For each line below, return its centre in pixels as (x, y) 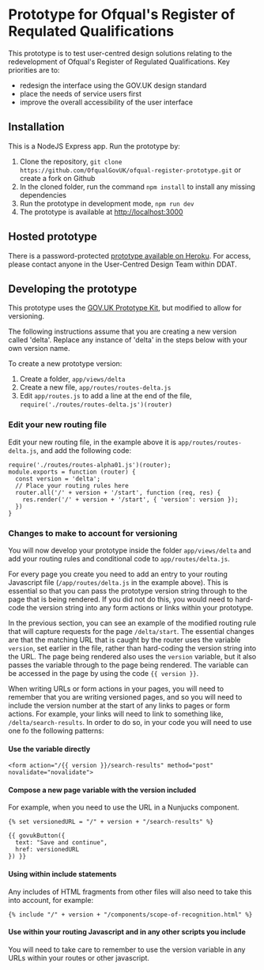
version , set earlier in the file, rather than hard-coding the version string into (132, 648)
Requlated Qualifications (91, 31)
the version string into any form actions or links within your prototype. (140, 607)
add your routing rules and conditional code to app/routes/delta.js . (119, 558)
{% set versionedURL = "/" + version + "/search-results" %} (111, 822)
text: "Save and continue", (62, 843)
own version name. (39, 349)
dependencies (43, 194)
